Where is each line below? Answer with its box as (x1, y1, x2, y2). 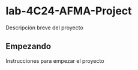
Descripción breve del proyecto (5, 24, 83, 31)
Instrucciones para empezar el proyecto (5, 57, 104, 64)
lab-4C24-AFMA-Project (5, 4, 133, 18)
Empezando (5, 41, 52, 51)
